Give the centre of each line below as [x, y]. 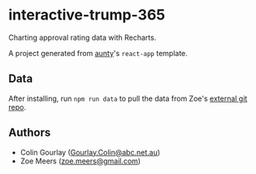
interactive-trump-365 [87, 15]
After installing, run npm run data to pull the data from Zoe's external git [128, 98]
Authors [30, 133]
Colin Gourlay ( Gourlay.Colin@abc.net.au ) [90, 152]
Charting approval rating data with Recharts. [82, 37]
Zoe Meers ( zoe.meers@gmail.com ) [80, 161]
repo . [17, 107]
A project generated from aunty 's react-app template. [98, 53]
